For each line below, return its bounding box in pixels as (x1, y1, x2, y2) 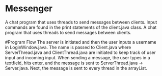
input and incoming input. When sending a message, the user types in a (5, 54, 151, 60)
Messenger (5, 3, 53, 14)
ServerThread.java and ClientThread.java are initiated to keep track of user (5, 50, 156, 55)
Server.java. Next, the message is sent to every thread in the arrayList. (5, 65, 147, 71)
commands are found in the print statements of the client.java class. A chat (5, 24, 157, 30)
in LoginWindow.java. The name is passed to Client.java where (5, 44, 131, 50)
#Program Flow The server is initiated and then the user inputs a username (5, 39, 157, 45)
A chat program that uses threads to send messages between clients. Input (5, 19, 157, 25)
